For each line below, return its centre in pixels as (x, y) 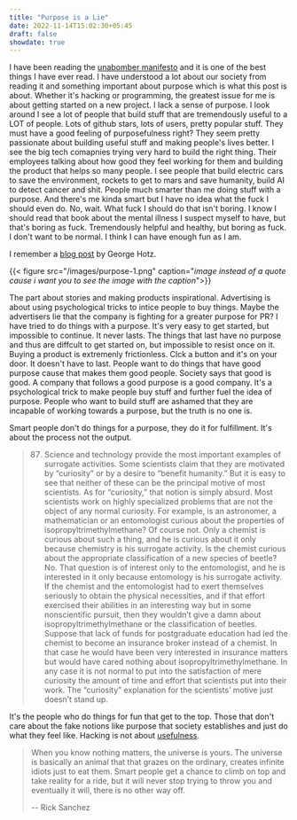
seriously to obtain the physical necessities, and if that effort (155, 596)
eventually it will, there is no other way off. (108, 791)
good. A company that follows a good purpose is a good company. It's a (141, 383)
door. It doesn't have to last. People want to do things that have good (135, 363)
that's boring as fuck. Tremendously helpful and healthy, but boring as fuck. (148, 228)
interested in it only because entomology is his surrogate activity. (163, 577)
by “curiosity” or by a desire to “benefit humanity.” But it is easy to (165, 473)
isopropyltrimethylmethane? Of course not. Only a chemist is (155, 530)
